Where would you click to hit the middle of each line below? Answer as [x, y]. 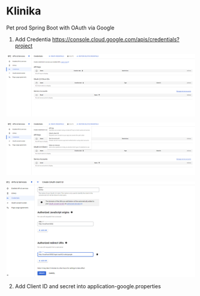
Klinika [24, 11]
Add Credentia [33, 39]
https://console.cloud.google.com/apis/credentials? [116, 39]
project [24, 46]
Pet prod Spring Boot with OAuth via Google [60, 28]
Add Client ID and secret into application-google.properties [88, 286]
